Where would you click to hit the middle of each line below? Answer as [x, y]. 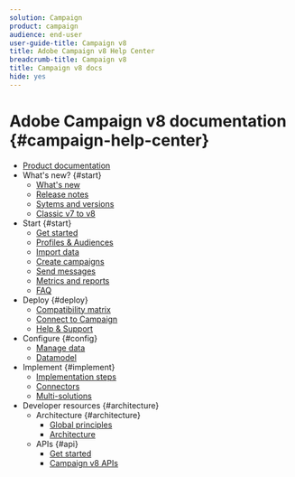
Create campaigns [70, 261]
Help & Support [64, 328]
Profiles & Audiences [75, 242]
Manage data [60, 348]
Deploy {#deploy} [55, 300]
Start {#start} [47, 223]
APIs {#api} [57, 444]
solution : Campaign [46, 18]
